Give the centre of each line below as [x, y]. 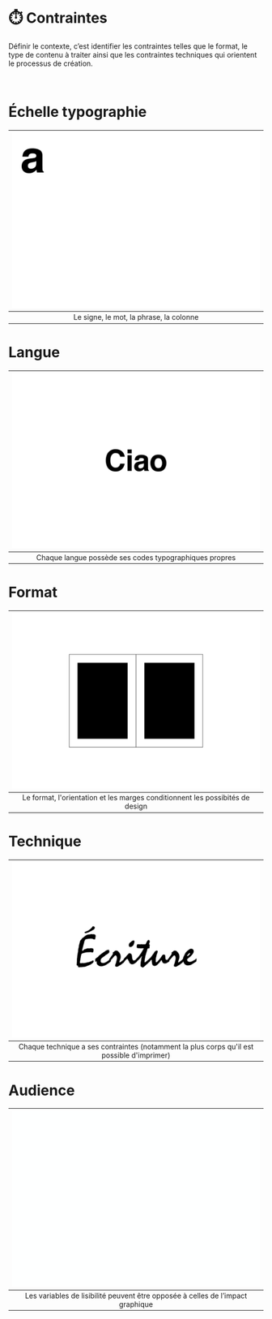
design [136, 806]
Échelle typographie [78, 112]
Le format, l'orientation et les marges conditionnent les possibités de [136, 798]
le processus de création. [51, 63]
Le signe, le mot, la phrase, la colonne [136, 317]
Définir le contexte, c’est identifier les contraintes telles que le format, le [128, 46]
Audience [42, 1090]
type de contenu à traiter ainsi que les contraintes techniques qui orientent [133, 54]
